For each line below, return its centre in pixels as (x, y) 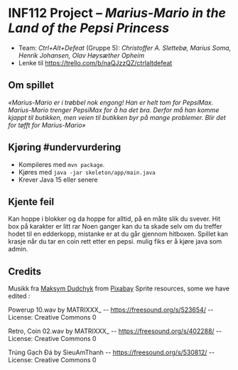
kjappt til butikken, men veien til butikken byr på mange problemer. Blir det (117, 117)
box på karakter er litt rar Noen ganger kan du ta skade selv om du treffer (115, 227)
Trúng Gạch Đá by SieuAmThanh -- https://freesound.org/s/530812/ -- (112, 352)
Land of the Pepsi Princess (89, 28)
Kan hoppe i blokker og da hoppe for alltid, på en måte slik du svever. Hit (114, 219)
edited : (19, 296)
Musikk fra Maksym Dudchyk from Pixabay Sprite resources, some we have (119, 288)
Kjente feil (31, 201)
